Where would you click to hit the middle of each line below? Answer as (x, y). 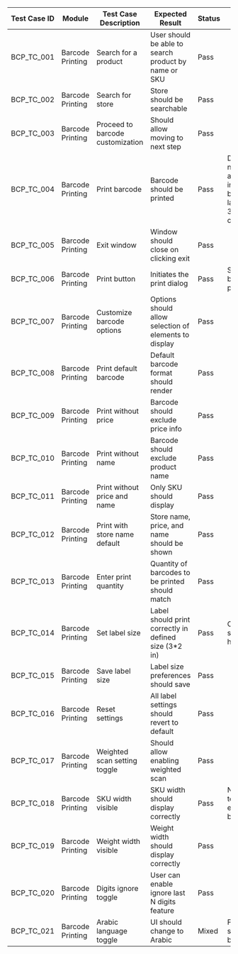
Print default (117, 368)
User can (165, 875)
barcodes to (170, 572)
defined (163, 637)
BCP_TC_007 (33, 321)
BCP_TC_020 (33, 893)
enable (161, 884)
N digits (163, 902)
